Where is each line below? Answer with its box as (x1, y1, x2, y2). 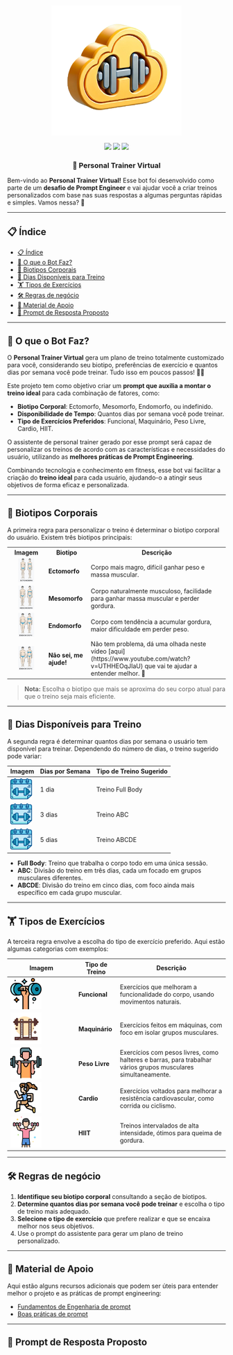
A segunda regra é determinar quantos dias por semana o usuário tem (7, 737, 208, 745)
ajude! (48, 658, 67, 667)
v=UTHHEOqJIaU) (90, 662, 144, 670)
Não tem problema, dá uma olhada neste (90, 640, 207, 648)
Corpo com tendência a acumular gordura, (90, 618, 212, 626)
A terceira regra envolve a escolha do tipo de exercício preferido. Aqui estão (7, 938, 225, 946)
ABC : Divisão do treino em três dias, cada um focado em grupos (17, 866, 202, 875)
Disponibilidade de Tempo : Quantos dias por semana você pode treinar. (17, 410, 225, 418)
